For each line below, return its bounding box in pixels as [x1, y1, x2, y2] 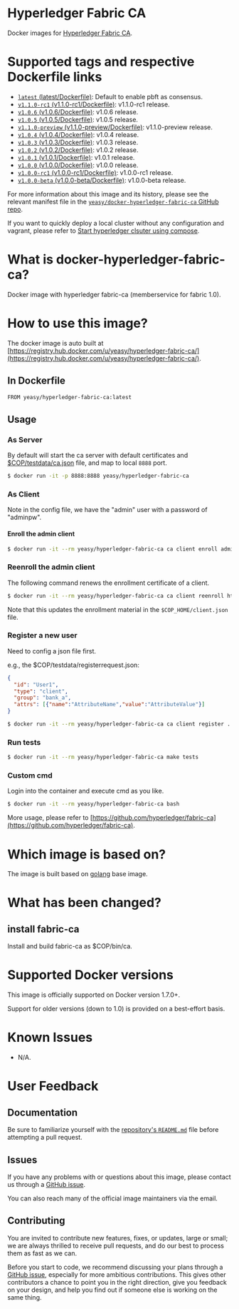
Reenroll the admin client [7, 562, 95, 572]
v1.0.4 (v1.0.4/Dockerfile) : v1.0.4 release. [17, 130, 139, 139]
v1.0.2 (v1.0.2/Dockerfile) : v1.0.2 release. [17, 145, 139, 154]
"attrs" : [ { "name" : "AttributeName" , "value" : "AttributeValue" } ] [14, 701, 206, 708]
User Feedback [7, 1078, 99, 1094]
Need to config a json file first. [7, 646, 97, 655]
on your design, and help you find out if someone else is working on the [7, 1285, 218, 1294]
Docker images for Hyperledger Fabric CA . [7, 29, 133, 37]
